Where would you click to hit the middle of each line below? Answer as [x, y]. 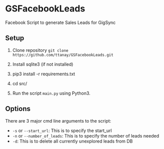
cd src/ [20, 83]
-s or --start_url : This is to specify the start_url [62, 131]
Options [18, 109]
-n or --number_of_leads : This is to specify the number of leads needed [85, 136]
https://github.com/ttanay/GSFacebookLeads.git [63, 55]
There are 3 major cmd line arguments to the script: [58, 121]
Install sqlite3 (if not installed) [43, 64]
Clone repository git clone [40, 50]
